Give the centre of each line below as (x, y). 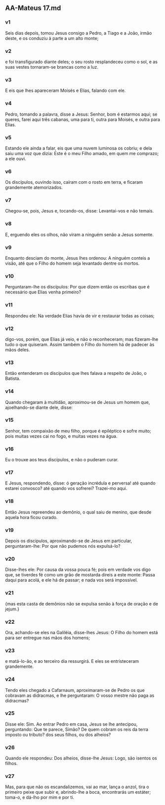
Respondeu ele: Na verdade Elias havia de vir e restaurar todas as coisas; (80, 316)
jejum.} (12, 609)
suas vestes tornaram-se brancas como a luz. (52, 67)
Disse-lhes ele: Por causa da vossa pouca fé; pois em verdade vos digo (78, 569)
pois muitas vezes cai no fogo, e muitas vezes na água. (61, 436)
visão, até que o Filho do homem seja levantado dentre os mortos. (72, 263)
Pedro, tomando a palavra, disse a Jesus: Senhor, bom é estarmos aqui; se (81, 114)
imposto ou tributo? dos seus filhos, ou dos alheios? (58, 734)
